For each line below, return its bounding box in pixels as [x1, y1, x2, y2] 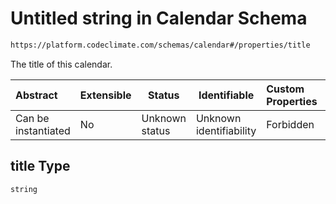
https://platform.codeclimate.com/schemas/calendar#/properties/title [10, 40, 311, 50]
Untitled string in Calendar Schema [10, 7, 308, 30]
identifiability [195, 123, 257, 137]
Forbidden [266, 117, 315, 131]
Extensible [79, 88, 132, 102]
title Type [10, 158, 71, 175]
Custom [266, 82, 305, 96]
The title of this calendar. [10, 58, 113, 70]
